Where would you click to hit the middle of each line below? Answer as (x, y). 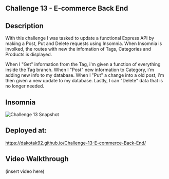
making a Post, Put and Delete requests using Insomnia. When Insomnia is (84, 43)
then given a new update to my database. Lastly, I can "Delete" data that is (84, 81)
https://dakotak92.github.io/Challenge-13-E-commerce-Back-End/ (76, 143)
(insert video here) (25, 171)
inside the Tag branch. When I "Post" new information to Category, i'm (80, 70)
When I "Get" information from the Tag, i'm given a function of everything (83, 64)
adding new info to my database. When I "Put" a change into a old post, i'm (85, 75)
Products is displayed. (29, 54)
